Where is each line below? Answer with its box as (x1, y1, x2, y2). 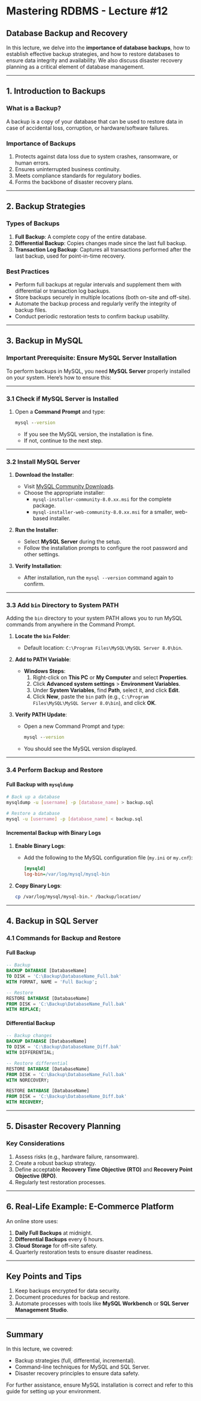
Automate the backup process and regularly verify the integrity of (14, 300, 177, 307)
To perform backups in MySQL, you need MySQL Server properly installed (6, 368, 190, 375)
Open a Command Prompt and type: (14, 408, 106, 415)
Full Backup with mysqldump (6, 781, 74, 788)
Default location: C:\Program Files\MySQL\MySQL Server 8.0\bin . (23, 644, 183, 652)
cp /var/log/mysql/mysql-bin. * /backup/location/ (14, 894, 142, 900)
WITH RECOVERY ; (6, 1099, 44, 1106)
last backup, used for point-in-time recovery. (14, 252, 126, 259)
